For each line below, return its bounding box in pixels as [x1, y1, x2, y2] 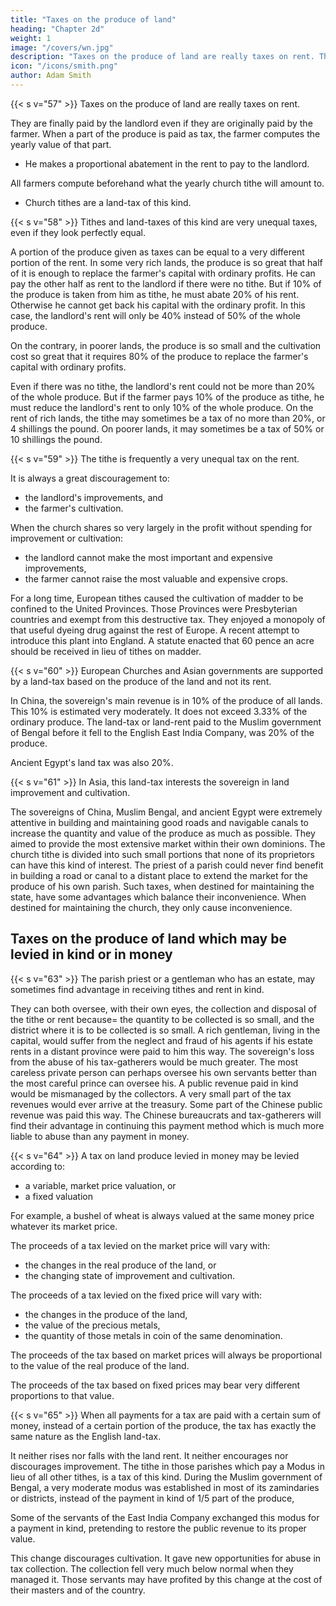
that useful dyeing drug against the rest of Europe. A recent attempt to [10, 624, 300, 636]
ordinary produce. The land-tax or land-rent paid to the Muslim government [10, 716, 322, 728]
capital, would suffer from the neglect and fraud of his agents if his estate [10, 1034, 313, 1046]
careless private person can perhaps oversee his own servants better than [10, 1066, 317, 1078]
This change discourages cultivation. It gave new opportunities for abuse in [10, 1552, 322, 1564]
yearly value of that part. [10, 138, 112, 150]
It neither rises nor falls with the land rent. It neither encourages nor [10, 1449, 289, 1461]
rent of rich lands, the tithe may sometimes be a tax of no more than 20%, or [10, 412, 326, 424]
